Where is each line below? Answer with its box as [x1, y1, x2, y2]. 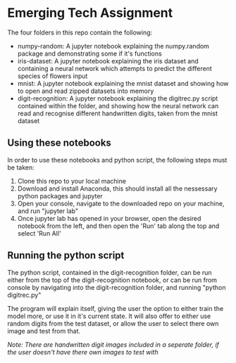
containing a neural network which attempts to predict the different [17, 64, 213, 72]
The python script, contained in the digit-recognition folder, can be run [7, 268, 213, 276]
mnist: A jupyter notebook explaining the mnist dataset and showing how [17, 79, 229, 87]
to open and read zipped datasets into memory [17, 87, 154, 95]
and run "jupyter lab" [17, 206, 79, 215]
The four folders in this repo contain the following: [7, 28, 153, 37]
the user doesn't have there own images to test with [7, 348, 159, 356]
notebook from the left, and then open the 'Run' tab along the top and [17, 222, 220, 230]
